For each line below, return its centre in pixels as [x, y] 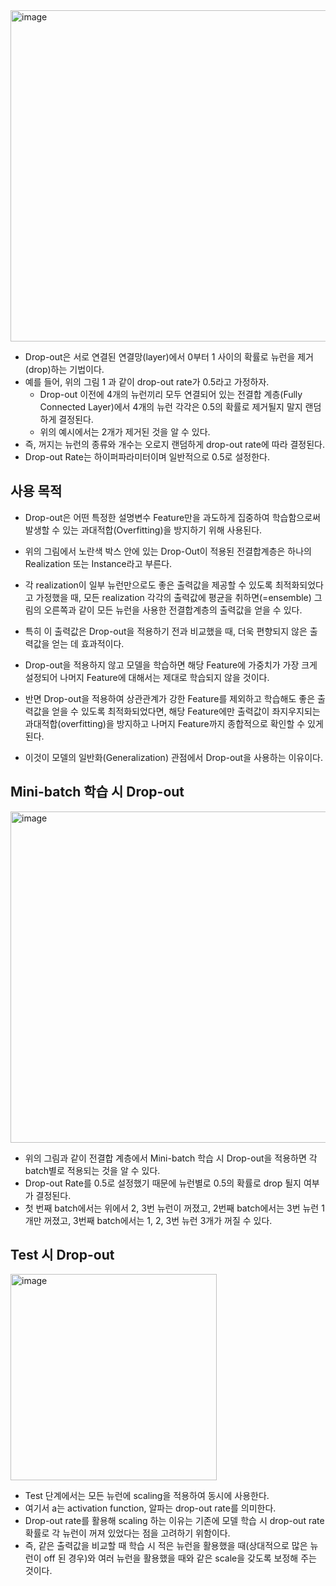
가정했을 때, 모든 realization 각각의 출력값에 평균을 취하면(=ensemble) [173, 597]
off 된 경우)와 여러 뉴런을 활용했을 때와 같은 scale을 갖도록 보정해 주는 [180, 1558]
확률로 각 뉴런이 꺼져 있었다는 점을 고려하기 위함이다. [127, 1533]
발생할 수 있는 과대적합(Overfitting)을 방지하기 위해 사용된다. [143, 530]
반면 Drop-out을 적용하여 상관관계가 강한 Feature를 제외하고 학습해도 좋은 [170, 698]
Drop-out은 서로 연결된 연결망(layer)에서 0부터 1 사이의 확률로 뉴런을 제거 [169, 357]
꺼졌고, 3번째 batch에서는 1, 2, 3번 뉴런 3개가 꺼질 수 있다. [158, 1220]
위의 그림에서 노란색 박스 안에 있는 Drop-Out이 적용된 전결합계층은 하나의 [168, 551]
